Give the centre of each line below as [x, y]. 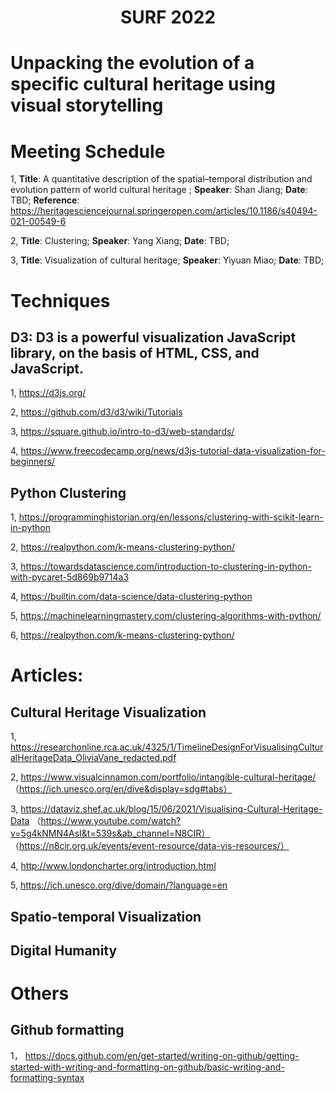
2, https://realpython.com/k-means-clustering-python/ [122, 547]
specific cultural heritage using [143, 84]
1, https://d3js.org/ [48, 393]
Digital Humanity [64, 950]
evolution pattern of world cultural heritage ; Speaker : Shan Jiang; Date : [159, 190]
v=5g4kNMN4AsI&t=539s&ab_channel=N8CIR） [110, 833]
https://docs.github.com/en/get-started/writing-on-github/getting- [162, 1055]
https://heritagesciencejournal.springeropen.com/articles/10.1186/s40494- [164, 211]
